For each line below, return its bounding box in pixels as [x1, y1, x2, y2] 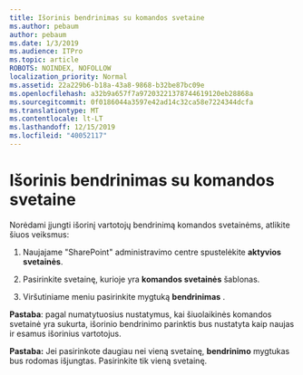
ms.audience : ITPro [9, 47, 83, 56]
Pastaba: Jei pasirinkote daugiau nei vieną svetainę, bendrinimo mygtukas [9, 345, 290, 356]
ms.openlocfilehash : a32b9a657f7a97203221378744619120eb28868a [9, 89, 254, 98]
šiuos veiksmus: [9, 228, 70, 240]
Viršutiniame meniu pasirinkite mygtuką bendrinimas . [22, 291, 226, 302]
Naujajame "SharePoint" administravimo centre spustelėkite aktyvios [22, 246, 281, 257]
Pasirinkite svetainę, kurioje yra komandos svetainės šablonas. [22, 274, 260, 284]
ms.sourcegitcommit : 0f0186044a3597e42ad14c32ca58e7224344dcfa [9, 97, 254, 107]
